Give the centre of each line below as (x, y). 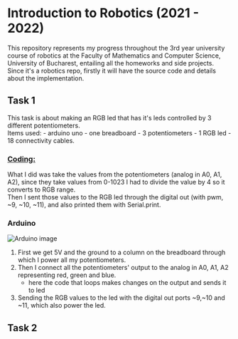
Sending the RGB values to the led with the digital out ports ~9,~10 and (121, 298)
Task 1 (21, 101)
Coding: (21, 159)
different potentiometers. (44, 125)
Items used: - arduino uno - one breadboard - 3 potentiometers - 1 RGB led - (119, 132)
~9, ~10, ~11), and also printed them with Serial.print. (84, 205)
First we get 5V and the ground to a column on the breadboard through (121, 252)
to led (37, 291)
